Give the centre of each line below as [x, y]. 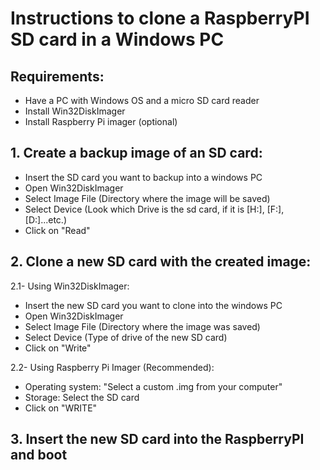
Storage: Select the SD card [82, 397]
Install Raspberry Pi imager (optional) [101, 121]
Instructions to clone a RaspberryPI [160, 18]
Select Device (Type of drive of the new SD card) [126, 337]
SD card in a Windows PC [117, 39]
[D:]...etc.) [45, 219]
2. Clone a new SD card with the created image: [161, 262]
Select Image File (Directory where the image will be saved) [147, 198]
